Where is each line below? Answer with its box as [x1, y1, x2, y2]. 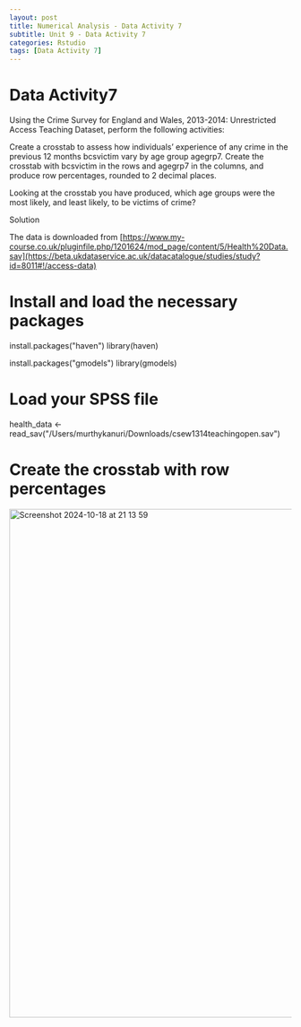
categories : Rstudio [9, 38, 87, 47]
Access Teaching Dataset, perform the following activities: [9, 125, 226, 135]
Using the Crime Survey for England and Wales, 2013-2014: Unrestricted [9, 115, 277, 125]
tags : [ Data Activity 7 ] [9, 47, 102, 56]
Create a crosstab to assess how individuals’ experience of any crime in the [9, 142, 288, 152]
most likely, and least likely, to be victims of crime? [9, 197, 196, 208]
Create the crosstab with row [9, 460, 230, 480]
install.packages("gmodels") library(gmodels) [9, 358, 177, 368]
